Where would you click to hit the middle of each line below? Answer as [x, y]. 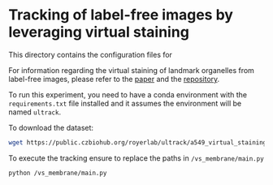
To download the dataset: [51, 127]
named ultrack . [35, 112]
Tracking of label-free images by [121, 15]
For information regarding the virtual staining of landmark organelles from [131, 70]
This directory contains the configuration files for [91, 54]
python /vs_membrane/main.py [58, 173]
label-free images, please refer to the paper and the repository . [114, 79]
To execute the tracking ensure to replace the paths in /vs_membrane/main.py [136, 158]
